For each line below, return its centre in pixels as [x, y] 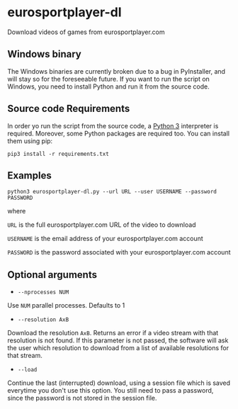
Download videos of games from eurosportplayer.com [86, 32]
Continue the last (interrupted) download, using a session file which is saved [119, 383]
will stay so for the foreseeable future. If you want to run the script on [109, 79]
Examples [29, 175]
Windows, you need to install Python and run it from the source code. [109, 86]
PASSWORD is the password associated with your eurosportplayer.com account [119, 252]
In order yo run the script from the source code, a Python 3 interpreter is [113, 125]
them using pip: [30, 141]
